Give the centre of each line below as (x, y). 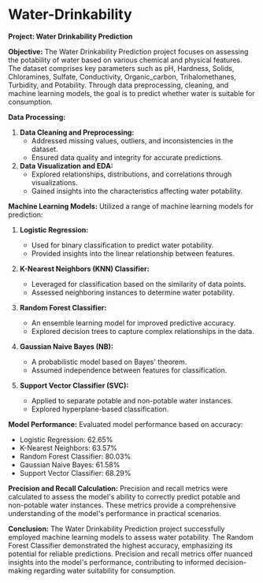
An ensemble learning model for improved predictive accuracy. (133, 323)
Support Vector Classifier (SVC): (74, 385)
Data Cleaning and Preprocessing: (77, 132)
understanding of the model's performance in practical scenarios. (115, 513)
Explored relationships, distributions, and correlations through (131, 174)
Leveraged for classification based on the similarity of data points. (139, 284)
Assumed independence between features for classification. (129, 370)
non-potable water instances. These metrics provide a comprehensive (122, 505)
